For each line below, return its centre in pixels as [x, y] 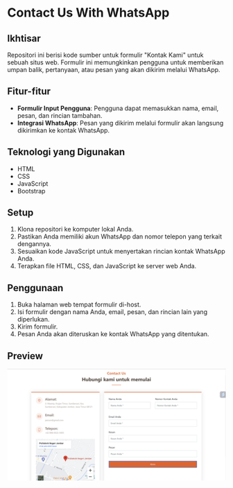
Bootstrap [31, 191]
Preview [25, 356]
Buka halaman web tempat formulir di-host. [79, 305]
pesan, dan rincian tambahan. [60, 115]
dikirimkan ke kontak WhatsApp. [63, 130]
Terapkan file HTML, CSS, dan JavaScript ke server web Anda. [107, 266]
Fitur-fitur [29, 91]
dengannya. [34, 244]
